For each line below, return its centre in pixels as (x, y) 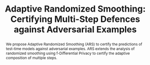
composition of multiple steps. (32, 57)
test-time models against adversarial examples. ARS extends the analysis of (70, 49)
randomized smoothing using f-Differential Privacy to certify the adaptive (68, 53)
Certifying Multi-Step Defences (75, 19)
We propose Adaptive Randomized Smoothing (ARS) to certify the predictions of (74, 44)
